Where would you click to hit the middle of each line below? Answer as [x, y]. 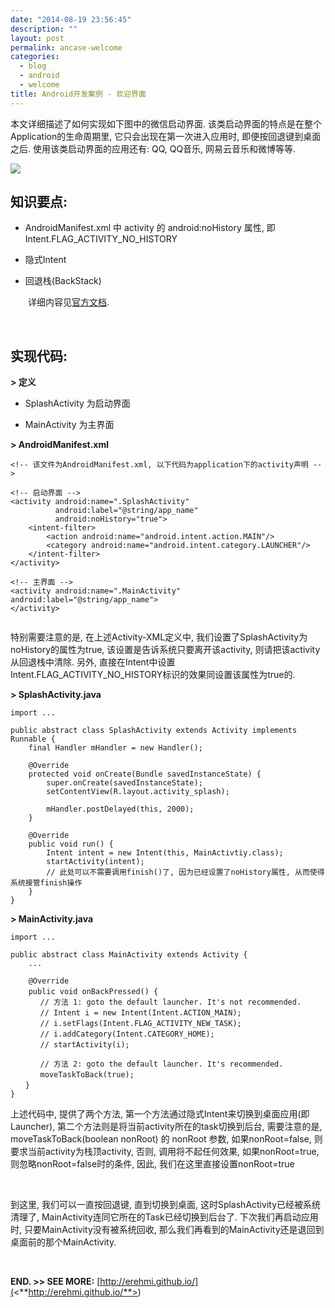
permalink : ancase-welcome [66, 47]
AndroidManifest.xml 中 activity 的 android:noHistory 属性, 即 [150, 228]
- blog [33, 66]
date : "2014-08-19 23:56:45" [71, 19]
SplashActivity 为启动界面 [77, 403]
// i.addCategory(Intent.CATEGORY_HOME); [127, 1034]
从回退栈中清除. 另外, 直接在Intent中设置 [93, 662]
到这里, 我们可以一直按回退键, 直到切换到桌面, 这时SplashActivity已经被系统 [165, 1205]
